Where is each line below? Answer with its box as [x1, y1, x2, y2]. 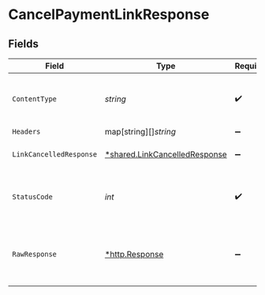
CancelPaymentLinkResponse [8, 6, 210, 24]
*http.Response [104, 249, 164, 259]
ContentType [12, 95, 58, 104]
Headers [12, 127, 41, 136]
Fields [8, 37, 39, 51]
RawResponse [12, 250, 58, 259]
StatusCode [12, 192, 53, 201]
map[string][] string [104, 127, 176, 137]
